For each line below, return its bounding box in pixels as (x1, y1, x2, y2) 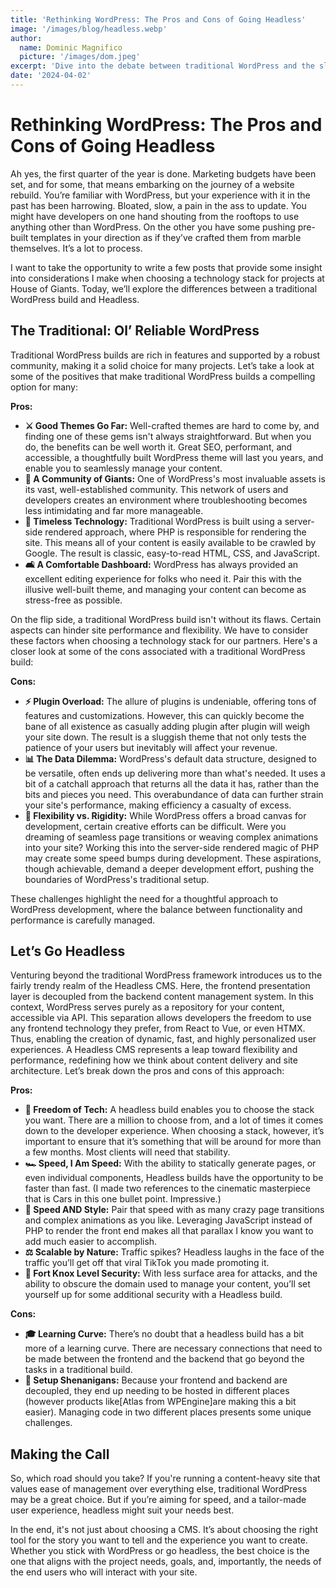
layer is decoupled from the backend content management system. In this (10, 991, 314, 1003)
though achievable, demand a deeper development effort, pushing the (24, 862, 315, 875)
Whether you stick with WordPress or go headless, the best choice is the (10, 1545, 310, 1557)
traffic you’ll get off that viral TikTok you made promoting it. (24, 1257, 270, 1269)
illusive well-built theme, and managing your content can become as (24, 583, 307, 595)
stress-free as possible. (24, 594, 123, 606)
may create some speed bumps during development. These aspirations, (24, 852, 322, 864)
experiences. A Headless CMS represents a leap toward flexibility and (10, 1044, 298, 1056)
